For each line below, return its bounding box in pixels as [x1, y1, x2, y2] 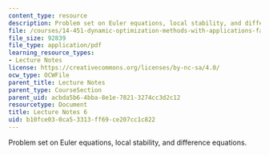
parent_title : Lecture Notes [8, 78, 106, 86]
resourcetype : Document [8, 101, 88, 109]
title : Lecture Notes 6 [8, 109, 88, 117]
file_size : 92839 [8, 34, 66, 42]
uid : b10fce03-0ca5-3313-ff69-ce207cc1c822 [8, 116, 156, 124]
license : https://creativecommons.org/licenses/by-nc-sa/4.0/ [8, 64, 220, 72]
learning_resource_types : [8, 49, 94, 57]
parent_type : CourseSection [8, 85, 102, 94]
